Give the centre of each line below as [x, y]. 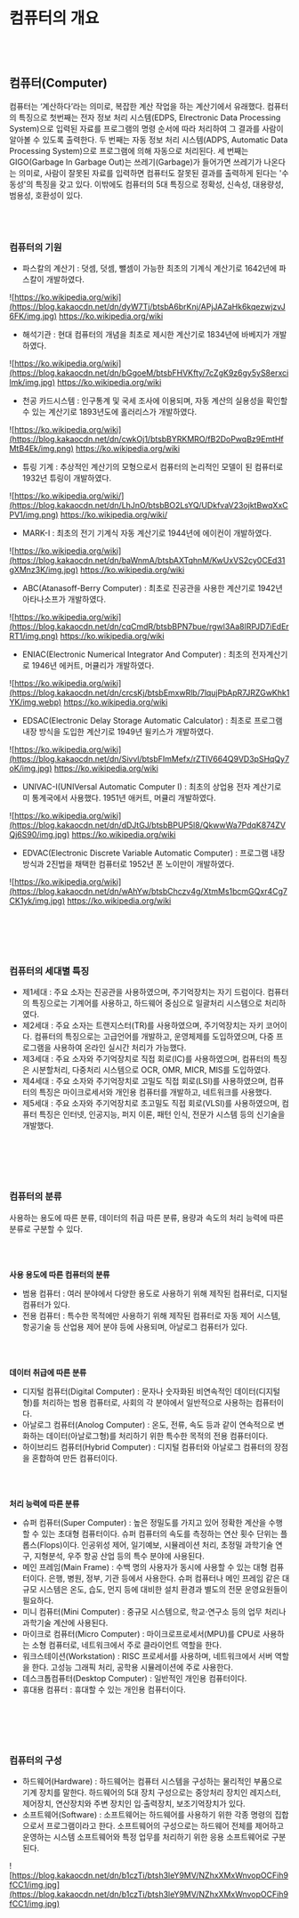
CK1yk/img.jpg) [37, 901]
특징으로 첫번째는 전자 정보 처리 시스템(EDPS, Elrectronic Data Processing [149, 117]
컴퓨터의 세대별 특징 [49, 971]
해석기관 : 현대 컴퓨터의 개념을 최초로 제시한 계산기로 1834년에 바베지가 [146, 335]
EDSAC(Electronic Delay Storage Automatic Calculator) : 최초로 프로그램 [152, 721]
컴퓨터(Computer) [59, 83]
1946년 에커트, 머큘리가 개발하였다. [93, 666]
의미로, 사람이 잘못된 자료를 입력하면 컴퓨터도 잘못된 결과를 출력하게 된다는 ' [150, 173]
